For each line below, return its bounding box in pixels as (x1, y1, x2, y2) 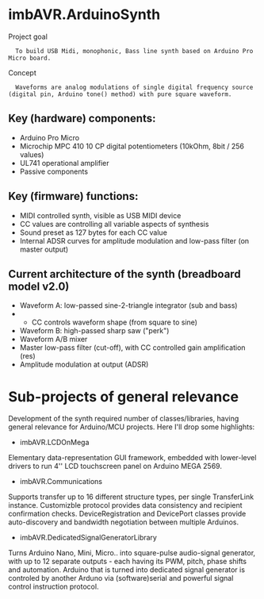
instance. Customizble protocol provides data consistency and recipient (8, 501, 243, 510)
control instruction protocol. (8, 582, 99, 592)
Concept (8, 67, 37, 77)
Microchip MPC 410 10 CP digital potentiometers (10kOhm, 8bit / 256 (19, 141, 244, 151)
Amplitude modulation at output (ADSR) (19, 359, 149, 370)
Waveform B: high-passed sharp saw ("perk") (19, 326, 170, 336)
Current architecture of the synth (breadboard (8, 267, 241, 281)
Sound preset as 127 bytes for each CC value (19, 228, 168, 237)
